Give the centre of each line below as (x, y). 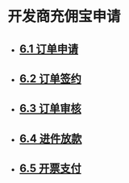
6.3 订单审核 (50, 108)
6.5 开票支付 (50, 169)
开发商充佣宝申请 (64, 17)
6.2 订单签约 (50, 79)
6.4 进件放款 (50, 138)
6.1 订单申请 (48, 49)
